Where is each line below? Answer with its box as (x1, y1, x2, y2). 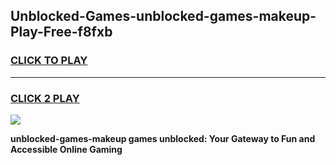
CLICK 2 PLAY (10, 91, 80, 105)
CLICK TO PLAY (10, 54, 88, 68)
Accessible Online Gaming (10, 143, 123, 155)
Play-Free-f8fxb (10, 24, 113, 41)
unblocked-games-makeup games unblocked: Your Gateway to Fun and (10, 132, 316, 144)
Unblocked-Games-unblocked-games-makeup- (10, 8, 317, 25)
